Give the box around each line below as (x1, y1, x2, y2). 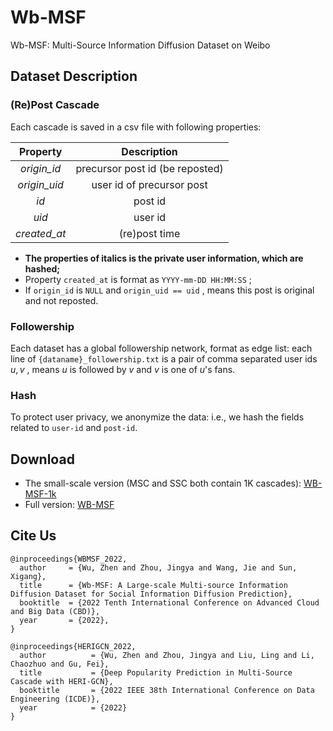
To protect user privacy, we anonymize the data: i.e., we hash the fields (10, 411, 305, 423)
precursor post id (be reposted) (75, 161, 224, 175)
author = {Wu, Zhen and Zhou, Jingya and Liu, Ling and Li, (19, 650, 315, 660)
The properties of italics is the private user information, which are (24, 252, 304, 264)
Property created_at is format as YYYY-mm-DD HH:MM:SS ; (24, 273, 253, 285)
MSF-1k (24, 488, 57, 500)
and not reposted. (24, 294, 99, 306)
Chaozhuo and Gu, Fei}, (10, 659, 110, 669)
